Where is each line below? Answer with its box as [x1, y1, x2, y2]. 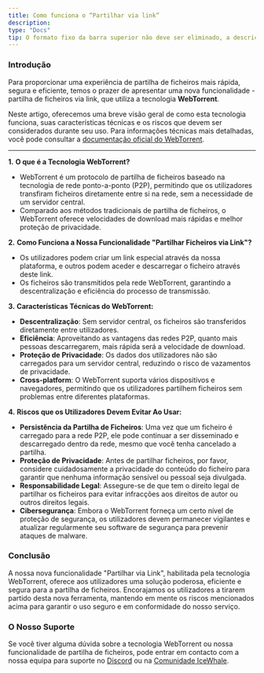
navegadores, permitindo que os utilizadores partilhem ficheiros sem [19, 383, 243, 393]
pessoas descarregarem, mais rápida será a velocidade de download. [19, 341, 245, 351]
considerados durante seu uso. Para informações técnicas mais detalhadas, [8, 126, 254, 135]
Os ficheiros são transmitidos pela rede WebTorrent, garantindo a [19, 278, 232, 287]
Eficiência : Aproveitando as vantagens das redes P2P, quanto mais [19, 333, 238, 343]
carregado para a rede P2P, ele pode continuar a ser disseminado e [19, 430, 239, 440]
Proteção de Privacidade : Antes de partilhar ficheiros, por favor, [19, 455, 229, 465]
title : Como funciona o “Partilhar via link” [8, 11, 159, 20]
